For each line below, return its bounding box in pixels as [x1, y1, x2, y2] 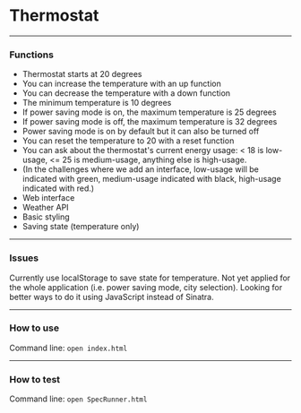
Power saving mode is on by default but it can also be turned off [21, 126, 260, 137]
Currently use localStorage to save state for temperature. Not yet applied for [9, 272, 291, 283]
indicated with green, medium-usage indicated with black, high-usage [21, 174, 282, 185]
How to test [9, 373, 61, 385]
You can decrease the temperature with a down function [21, 88, 231, 99]
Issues [9, 252, 39, 264]
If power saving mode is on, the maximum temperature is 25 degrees [21, 107, 277, 117]
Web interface [21, 193, 75, 203]
